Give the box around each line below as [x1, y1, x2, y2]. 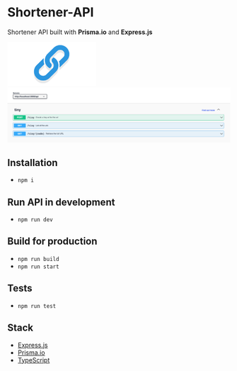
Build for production [7, 236, 98, 248]
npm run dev [17, 216, 53, 223]
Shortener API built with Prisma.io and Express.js [7, 28, 153, 36]
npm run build [17, 255, 59, 262]
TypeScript [17, 355, 50, 364]
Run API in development [7, 196, 115, 208]
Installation [7, 157, 58, 169]
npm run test [17, 302, 57, 309]
